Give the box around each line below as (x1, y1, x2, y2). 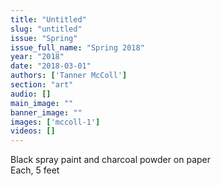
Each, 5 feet (10, 164, 60, 176)
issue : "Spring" (10, 33, 78, 43)
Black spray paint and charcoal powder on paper (10, 154, 212, 166)
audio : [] (10, 89, 52, 99)
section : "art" (10, 80, 74, 90)
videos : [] (10, 126, 56, 136)
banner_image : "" (10, 107, 83, 118)
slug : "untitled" (10, 24, 83, 34)
